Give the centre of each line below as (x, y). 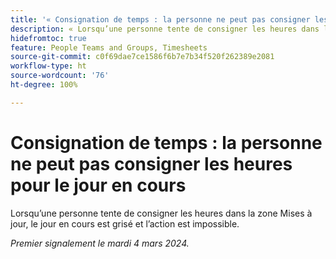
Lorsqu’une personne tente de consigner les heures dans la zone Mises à (161, 213)
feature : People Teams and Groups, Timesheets (109, 47)
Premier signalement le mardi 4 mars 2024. (100, 243)
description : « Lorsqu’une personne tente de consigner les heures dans (165, 29)
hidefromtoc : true (48, 38)
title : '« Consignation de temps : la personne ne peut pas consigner (160, 19)
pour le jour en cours (98, 185)
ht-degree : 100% (44, 85)
